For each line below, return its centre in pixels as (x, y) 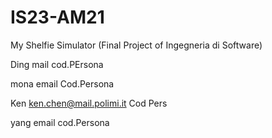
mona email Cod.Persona (62, 83)
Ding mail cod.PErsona (57, 64)
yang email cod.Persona (60, 122)
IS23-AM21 (57, 17)
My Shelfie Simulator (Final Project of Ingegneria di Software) (136, 45)
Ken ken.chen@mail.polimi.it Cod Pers (89, 103)
